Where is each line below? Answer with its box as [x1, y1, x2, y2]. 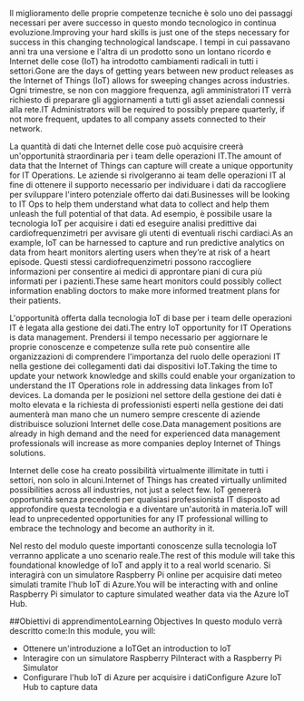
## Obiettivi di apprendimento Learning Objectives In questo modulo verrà [9, 616, 283, 627]
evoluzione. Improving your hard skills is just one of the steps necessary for [9, 27, 290, 37]
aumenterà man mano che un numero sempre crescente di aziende [9, 409, 260, 420]
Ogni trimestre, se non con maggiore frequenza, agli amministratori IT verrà [9, 85, 292, 95]
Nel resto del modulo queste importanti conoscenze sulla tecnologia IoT [9, 540, 279, 551]
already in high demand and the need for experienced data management [9, 428, 280, 439]
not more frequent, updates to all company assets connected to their [9, 113, 267, 124]
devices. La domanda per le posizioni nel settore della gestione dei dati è [9, 390, 282, 400]
